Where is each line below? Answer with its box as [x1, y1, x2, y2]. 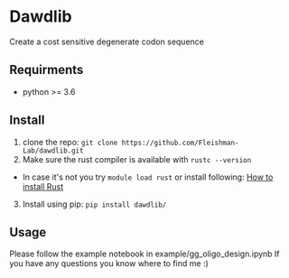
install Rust [22, 181, 64, 191]
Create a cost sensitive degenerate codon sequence [9, 36, 205, 47]
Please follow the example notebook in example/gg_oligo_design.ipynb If [9, 248, 280, 259]
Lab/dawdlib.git [22, 146, 84, 155]
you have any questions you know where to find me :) [9, 258, 210, 269]
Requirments [9, 62, 84, 78]
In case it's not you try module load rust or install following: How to [22, 171, 274, 182]
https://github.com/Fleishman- [121, 138, 239, 147]
